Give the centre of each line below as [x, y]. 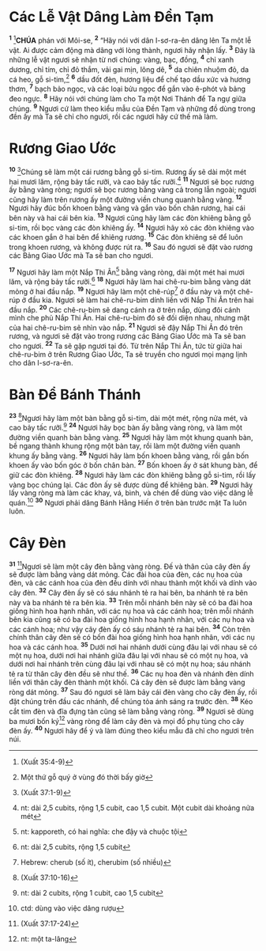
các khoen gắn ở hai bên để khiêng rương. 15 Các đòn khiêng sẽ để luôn [126, 237]
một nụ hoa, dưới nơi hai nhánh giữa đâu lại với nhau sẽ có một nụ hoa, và [129, 656]
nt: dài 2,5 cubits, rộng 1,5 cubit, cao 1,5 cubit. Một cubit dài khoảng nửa [137, 808]
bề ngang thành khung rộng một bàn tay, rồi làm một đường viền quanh [125, 445]
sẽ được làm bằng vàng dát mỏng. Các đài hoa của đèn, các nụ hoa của [126, 574]
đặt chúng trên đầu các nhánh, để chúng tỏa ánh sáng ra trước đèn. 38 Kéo [131, 701]
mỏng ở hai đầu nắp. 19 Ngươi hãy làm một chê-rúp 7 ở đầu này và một [122, 291]
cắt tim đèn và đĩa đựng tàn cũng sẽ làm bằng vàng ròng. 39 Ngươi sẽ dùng [131, 710]
